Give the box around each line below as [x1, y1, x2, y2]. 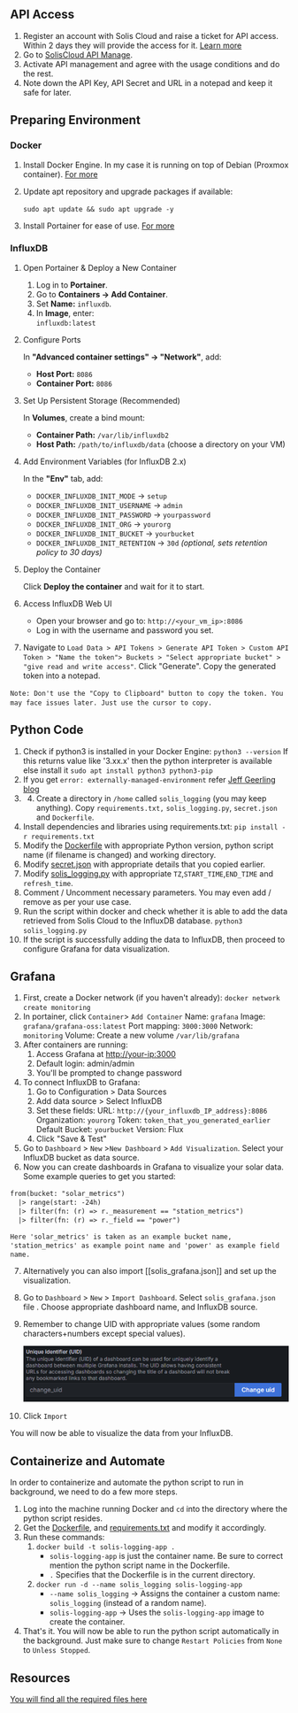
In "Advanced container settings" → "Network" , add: [22, 351, 222, 362]
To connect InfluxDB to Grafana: [22, 1077, 141, 1088]
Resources [10, 1671, 71, 1686]
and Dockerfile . [35, 812, 95, 822]
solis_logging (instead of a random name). [49, 1598, 207, 1609]
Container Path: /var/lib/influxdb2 [35, 429, 169, 440]
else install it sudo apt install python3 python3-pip [22, 765, 213, 775]
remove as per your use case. [22, 896, 132, 907]
